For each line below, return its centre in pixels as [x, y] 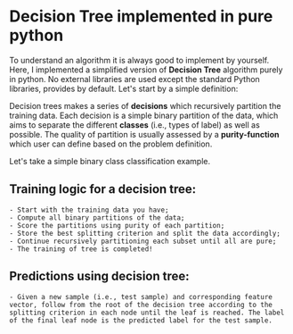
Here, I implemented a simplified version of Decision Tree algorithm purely [146, 70]
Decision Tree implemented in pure [141, 17]
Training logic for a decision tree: [103, 189]
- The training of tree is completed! [81, 249]
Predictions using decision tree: [99, 276]
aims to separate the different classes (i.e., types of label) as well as [134, 125]
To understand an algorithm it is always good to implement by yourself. [139, 60]
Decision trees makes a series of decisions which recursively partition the [145, 105]
